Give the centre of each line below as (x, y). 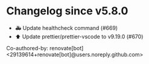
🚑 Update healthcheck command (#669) (66, 28)
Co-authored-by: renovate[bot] (45, 48)
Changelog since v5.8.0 (67, 11)
